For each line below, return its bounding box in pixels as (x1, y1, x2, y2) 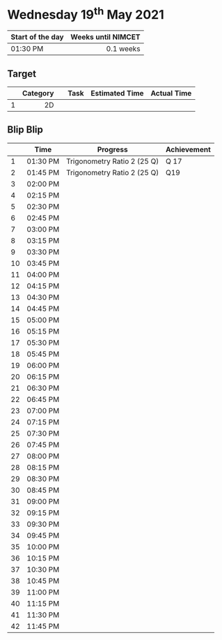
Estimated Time (90, 89, 144, 98)
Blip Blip (7, 124, 44, 136)
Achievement (166, 144, 211, 154)
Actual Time (150, 89, 192, 98)
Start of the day (10, 32, 64, 42)
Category (22, 89, 54, 98)
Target (7, 68, 37, 80)
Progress (97, 144, 128, 154)
